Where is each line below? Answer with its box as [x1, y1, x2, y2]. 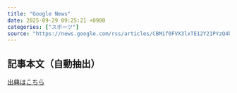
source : [7, 30, 30, 37]
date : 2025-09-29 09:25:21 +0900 [7, 17, 106, 24]
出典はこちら [7, 78, 44, 87]
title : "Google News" [7, 10, 71, 18]
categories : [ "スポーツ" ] [7, 23, 79, 30]
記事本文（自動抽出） [7, 58, 100, 70]
